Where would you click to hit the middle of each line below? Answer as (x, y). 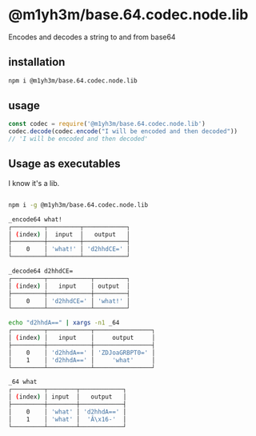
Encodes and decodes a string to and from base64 (92, 37)
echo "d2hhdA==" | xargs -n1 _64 (64, 323)
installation (37, 62)
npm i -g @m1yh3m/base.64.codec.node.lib (78, 205)
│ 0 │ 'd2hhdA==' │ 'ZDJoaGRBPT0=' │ (82, 353)
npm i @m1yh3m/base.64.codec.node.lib (73, 81)
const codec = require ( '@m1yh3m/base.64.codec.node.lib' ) (107, 124)
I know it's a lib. (34, 183)
